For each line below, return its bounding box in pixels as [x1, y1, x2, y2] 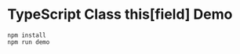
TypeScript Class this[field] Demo [7, 5, 233, 23]
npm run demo [7, 38, 50, 46]
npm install [7, 31, 46, 39]
